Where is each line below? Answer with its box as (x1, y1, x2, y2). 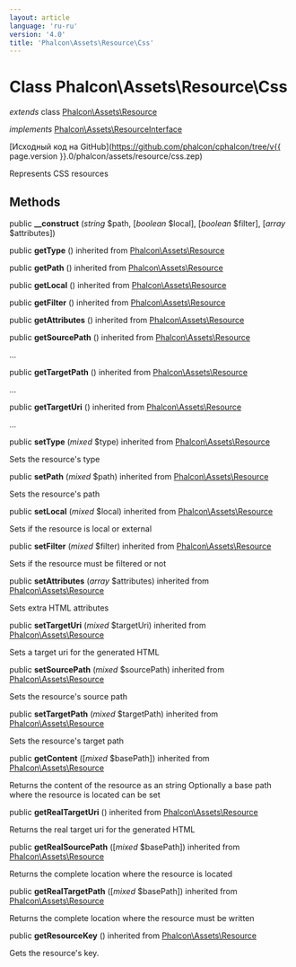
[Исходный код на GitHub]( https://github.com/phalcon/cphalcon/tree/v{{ (9, 141, 281, 153)
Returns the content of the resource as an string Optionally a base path (9, 780, 272, 790)
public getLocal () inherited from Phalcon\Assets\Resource (9, 280, 227, 290)
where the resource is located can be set (9, 789, 161, 800)
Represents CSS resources (9, 168, 109, 180)
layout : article (9, 13, 70, 22)
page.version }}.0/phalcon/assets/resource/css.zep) (9, 151, 204, 162)
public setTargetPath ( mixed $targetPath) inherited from (9, 708, 219, 719)
